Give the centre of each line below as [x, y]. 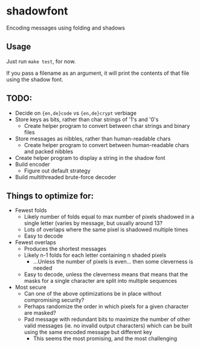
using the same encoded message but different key [88, 332]
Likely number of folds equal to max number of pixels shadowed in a [109, 217]
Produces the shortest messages [65, 249]
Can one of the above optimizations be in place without [93, 294]
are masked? [40, 313]
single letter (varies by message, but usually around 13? [93, 223]
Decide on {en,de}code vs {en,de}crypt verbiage [76, 113]
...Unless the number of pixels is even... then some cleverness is [113, 262]
